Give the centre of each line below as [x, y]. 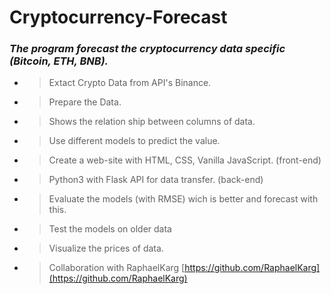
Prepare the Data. [85, 102]
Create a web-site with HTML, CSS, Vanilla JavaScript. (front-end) [185, 160]
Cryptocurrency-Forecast [118, 17]
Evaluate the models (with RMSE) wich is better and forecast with [183, 199]
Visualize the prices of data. [106, 248]
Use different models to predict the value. [134, 141]
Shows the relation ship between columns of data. [152, 122]
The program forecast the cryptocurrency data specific [147, 49]
